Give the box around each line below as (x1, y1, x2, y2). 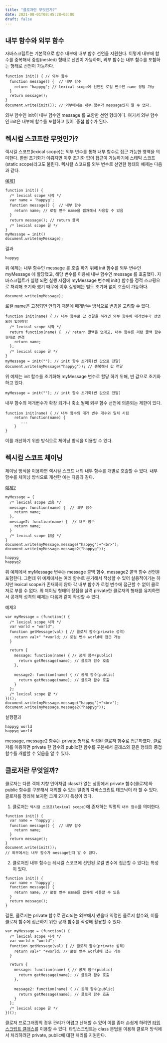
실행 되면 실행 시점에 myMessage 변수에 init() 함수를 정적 (30, 277, 143, 283)
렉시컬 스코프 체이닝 (5, 453, 63, 462)
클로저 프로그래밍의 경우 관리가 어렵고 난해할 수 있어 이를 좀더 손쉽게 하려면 (5, 1020, 152, 1026)
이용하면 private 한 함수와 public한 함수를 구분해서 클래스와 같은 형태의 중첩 (14, 744, 162, 750)
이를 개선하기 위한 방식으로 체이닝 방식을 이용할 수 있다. (5, 437, 113, 443)
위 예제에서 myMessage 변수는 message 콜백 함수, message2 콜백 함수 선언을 (5, 569, 161, 575)
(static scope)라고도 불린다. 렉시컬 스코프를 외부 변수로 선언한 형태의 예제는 (5, 161, 153, 167)
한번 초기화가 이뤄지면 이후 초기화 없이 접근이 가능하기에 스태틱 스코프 (19, 155, 156, 161)
